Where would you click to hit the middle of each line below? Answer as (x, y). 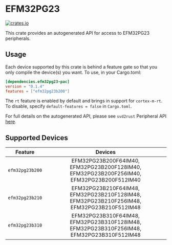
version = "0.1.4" (25, 86)
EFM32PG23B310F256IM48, (106, 229)
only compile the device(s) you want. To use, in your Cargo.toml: (73, 72)
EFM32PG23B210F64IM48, (105, 188)
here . (11, 122)
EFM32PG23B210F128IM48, (106, 195)
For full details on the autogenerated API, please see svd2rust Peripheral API (86, 116)
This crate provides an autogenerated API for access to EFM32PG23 (78, 33)
